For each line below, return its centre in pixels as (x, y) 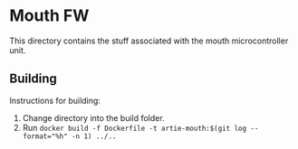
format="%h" (45, 136)
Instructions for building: (55, 100)
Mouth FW (49, 16)
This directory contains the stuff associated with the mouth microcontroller (149, 41)
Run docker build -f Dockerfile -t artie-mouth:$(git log (135, 127)
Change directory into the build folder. (93, 117)
